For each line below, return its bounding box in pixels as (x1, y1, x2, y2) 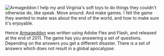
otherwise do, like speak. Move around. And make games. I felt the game (5, 10, 153, 16)
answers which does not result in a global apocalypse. (5, 46, 115, 51)
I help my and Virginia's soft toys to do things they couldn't (37, 5, 157, 10)
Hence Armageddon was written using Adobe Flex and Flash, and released (5, 30, 157, 35)
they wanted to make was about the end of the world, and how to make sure (5, 15, 159, 21)
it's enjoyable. (5, 20, 33, 26)
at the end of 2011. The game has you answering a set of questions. (5, 35, 142, 41)
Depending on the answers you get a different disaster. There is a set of (5, 40, 151, 46)
